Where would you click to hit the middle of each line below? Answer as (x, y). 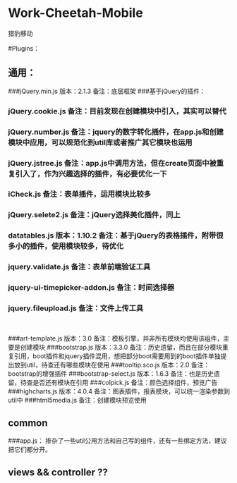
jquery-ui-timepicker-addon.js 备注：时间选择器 (91, 288)
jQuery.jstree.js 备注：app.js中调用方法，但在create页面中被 (113, 163)
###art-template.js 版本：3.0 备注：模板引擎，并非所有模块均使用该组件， (116, 338)
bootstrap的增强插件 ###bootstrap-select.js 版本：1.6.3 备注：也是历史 (111, 374)
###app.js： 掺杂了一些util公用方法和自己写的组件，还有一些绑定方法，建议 (117, 441)
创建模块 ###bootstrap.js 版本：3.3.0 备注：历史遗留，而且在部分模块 (121, 348)
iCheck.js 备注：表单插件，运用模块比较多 (79, 194)
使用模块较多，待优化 (87, 246)
